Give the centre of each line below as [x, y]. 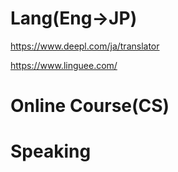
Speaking [51, 151]
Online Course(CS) [90, 106]
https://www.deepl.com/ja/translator [85, 46]
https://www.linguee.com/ [64, 65]
